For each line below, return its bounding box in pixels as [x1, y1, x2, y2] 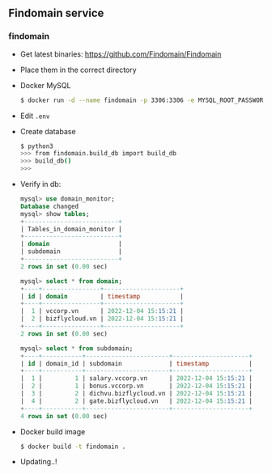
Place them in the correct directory [19, 65, 137, 74]
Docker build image [19, 426, 86, 436]
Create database [19, 126, 76, 136]
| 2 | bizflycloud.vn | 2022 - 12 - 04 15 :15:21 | [19, 315, 185, 323]
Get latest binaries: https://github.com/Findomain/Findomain [19, 49, 222, 59]
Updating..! [19, 457, 58, 467]
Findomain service [8, 6, 104, 20]
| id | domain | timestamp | [19, 292, 184, 300]
